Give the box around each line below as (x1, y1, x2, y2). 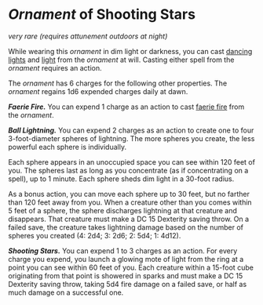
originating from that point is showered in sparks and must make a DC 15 (8, 271, 243, 280)
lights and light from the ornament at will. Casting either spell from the (8, 55, 235, 64)
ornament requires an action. (8, 63, 102, 72)
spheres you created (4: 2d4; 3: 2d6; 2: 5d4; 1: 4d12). (8, 231, 181, 240)
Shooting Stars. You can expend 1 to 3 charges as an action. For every (8, 245, 238, 256)
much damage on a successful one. (8, 288, 124, 297)
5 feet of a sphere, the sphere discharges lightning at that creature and (8, 205, 238, 215)
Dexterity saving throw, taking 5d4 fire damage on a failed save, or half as (8, 279, 247, 289)
